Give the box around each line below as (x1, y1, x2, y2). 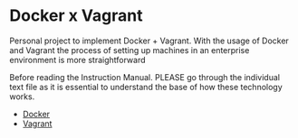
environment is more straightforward (9, 54, 146, 65)
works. (9, 91, 35, 102)
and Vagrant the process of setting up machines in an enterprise (9, 44, 250, 55)
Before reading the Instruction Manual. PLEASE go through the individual (9, 71, 281, 82)
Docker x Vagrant (9, 5, 143, 26)
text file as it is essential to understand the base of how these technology (9, 81, 283, 92)
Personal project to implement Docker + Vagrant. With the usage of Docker (9, 35, 290, 46)
